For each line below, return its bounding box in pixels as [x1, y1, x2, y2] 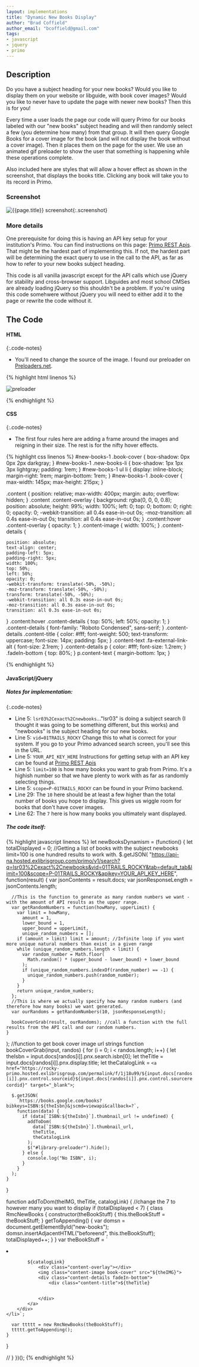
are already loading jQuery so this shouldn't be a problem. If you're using [6, 284, 185, 292]
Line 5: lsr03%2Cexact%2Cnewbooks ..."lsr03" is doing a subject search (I [14, 714, 186, 722]
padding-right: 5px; [6, 555, 58, 561]
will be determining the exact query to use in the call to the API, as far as [6, 254, 184, 261]
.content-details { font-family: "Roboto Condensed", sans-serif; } [6, 624, 165, 631]
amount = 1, [21, 915, 52, 921]
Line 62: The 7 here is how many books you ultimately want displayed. [14, 810, 187, 817]
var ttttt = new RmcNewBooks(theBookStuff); [11, 1322, 124, 1328]
